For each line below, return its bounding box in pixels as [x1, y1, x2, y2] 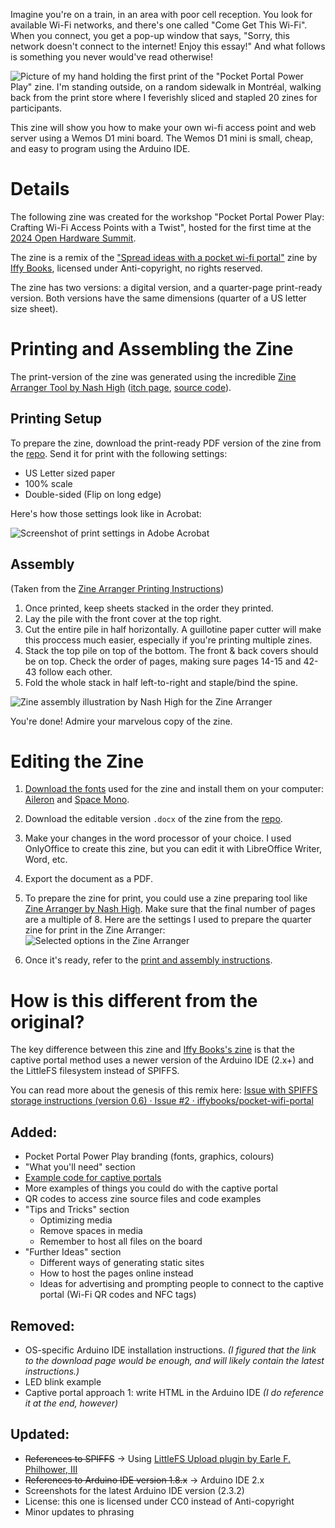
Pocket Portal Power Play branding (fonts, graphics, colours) [24, 1150, 275, 1163]
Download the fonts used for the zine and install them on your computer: [24, 783, 325, 795]
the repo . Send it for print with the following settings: [10, 447, 228, 459]
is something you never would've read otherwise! [10, 51, 213, 63]
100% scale [24, 477, 73, 489]
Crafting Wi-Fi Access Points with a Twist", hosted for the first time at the [10, 221, 312, 233]
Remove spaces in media [39, 1225, 143, 1237]
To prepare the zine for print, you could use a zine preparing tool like [24, 892, 308, 904]
